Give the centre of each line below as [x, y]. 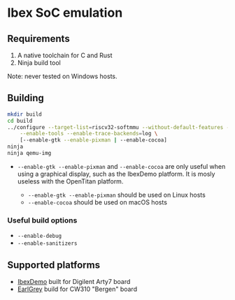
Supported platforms [54, 265]
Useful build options [42, 220]
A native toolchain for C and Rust [65, 55]
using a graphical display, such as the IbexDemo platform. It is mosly [116, 174]
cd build [20, 121]
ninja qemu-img [29, 153]
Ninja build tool [39, 63]
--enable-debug [40, 236]
